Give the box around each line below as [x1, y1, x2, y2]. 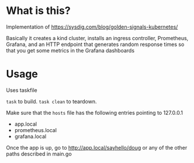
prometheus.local [14, 126, 57, 133]
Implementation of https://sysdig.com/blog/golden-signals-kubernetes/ [6, 23, 178, 30]
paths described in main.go [6, 150, 72, 157]
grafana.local [14, 133, 47, 140]
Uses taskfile [6, 86, 38, 94]
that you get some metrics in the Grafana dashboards [6, 47, 135, 54]
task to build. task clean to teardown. [6, 98, 97, 105]
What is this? [6, 4, 71, 17]
